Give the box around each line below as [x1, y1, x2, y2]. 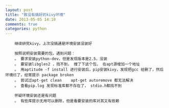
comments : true [5, 21, 38, 27]
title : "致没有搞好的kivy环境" [5, 12, 66, 17]
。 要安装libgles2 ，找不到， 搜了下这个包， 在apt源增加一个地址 [14, 62, 140, 67]
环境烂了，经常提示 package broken [5, 73, 74, 78]
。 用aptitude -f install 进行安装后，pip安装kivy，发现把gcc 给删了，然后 [14, 67, 164, 73]
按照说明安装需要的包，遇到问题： [14, 51, 76, 56]
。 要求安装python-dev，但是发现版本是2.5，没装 [14, 56, 108, 61]
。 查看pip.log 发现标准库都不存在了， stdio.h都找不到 [14, 83, 122, 89]
